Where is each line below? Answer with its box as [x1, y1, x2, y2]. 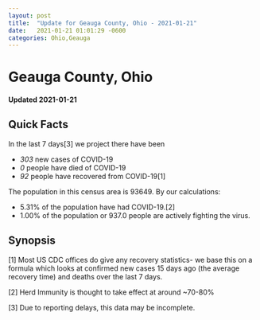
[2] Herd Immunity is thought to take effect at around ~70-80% [8, 287, 215, 297]
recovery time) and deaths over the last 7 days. [8, 271, 163, 281]
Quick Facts [8, 118, 69, 131]
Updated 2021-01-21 [8, 95, 77, 104]
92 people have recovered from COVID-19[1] [19, 171, 166, 181]
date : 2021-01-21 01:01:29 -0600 [8, 26, 126, 34]
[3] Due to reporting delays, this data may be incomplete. [8, 302, 196, 312]
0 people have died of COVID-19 [19, 162, 126, 172]
